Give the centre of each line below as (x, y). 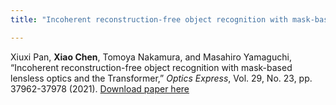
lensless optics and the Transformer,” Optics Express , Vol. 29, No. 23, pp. (161, 78)
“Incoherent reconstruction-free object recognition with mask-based (151, 67)
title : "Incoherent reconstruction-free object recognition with (149, 19)
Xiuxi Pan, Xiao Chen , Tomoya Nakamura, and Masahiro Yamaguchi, (151, 57)
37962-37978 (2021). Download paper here (100, 88)
